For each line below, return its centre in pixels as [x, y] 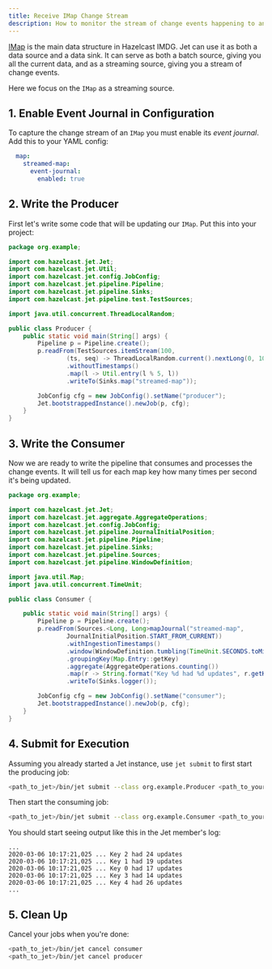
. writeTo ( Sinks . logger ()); [112, 682]
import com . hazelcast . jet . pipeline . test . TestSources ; [101, 299]
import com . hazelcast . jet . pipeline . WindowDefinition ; [101, 562]
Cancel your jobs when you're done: [69, 934]
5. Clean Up [38, 914]
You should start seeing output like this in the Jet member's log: [115, 833]
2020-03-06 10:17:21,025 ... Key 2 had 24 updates [96, 855]
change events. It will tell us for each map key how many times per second [133, 471]
